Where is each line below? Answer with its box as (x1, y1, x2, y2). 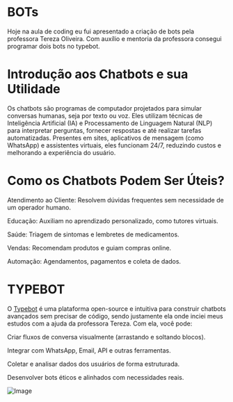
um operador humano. (7, 203, 72, 211)
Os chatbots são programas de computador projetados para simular (7, 104, 202, 112)
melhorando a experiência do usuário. (7, 148, 116, 156)
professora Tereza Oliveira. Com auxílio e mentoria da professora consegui (7, 34, 222, 42)
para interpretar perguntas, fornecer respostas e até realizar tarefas (7, 126, 202, 134)
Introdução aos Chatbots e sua (7, 67, 188, 82)
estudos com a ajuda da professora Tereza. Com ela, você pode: (7, 319, 193, 328)
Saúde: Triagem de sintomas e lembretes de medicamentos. (7, 230, 179, 239)
